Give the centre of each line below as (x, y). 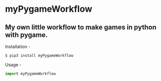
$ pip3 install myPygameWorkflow (39, 55)
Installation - (18, 47)
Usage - (13, 65)
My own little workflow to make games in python (81, 27)
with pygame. (27, 35)
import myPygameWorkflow (30, 74)
